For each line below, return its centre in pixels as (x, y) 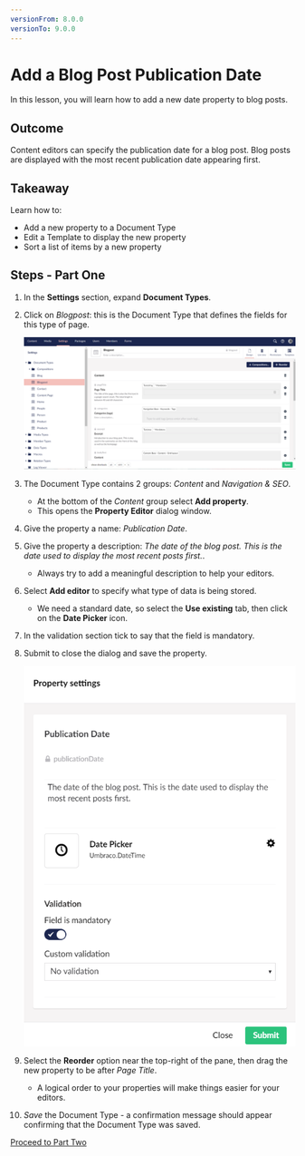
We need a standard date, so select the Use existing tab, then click (162, 608)
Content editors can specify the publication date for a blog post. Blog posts (150, 151)
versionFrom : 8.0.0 (47, 19)
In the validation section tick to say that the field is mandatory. (139, 636)
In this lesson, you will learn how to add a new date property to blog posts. (149, 100)
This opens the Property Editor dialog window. (124, 511)
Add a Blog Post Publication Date (136, 75)
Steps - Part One (58, 275)
